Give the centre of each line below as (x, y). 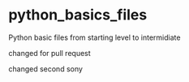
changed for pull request (49, 53)
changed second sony (46, 69)
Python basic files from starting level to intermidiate (94, 37)
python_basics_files (78, 15)
